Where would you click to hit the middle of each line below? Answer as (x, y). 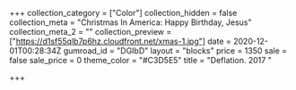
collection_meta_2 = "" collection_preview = (91, 32)
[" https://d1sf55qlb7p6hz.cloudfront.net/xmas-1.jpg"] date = (120, 41)
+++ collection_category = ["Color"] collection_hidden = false (123, 13)
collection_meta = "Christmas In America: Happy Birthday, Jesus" (131, 22)
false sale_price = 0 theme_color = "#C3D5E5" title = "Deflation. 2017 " (140, 60)
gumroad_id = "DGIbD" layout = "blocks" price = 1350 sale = (175, 51)
